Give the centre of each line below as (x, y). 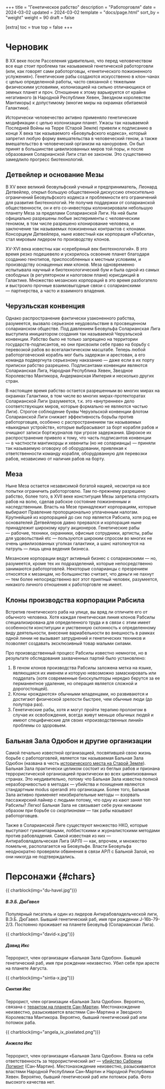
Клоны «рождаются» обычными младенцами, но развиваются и (81, 694)
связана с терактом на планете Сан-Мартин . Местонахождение (73, 1007)
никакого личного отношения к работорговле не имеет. (64, 584)
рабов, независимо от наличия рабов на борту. (55, 459)
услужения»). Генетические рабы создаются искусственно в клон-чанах (82, 76)
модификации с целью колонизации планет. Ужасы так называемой (77, 122)
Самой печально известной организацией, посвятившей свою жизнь (78, 753)
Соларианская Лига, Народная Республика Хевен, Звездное (69, 370)
